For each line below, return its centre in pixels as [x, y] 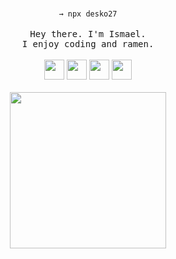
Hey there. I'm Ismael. [88, 34]
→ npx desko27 [88, 14]
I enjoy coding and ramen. [88, 44]
